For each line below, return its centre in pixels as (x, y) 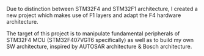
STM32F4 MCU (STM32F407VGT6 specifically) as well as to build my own (100, 40)
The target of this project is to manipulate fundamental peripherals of (93, 33)
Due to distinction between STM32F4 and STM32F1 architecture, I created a (102, 9)
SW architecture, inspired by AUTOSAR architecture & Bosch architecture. (99, 46)
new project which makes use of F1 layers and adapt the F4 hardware (94, 15)
